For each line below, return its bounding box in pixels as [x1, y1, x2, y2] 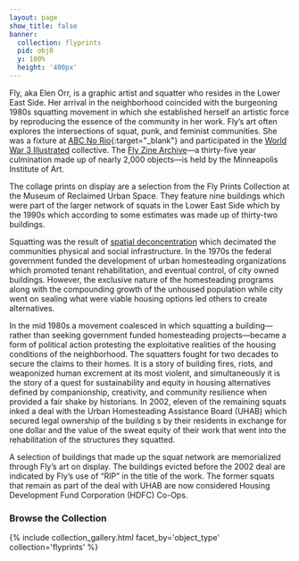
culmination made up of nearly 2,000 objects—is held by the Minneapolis [9, 154, 278, 165]
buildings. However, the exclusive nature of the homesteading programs [9, 274, 274, 285]
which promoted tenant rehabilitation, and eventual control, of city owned [9, 265, 279, 276]
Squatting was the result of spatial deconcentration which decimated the [9, 236, 277, 247]
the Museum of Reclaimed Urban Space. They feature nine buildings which [9, 190, 286, 201]
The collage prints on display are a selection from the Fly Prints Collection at [9, 181, 290, 191]
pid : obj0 [17, 47, 54, 55]
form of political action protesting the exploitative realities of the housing [9, 339, 277, 350]
